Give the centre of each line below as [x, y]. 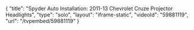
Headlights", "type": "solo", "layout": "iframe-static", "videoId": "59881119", [97, 15]
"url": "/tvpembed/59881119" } [42, 21]
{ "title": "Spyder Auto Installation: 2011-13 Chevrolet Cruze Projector [89, 9]
